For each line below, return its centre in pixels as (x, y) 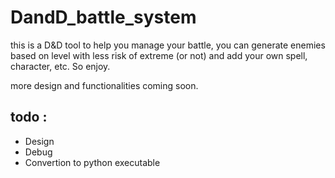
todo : (29, 117)
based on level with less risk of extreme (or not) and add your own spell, (159, 55)
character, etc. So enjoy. (60, 66)
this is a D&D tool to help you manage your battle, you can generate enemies (168, 45)
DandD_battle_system (103, 17)
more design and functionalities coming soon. (104, 85)
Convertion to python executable (92, 162)
